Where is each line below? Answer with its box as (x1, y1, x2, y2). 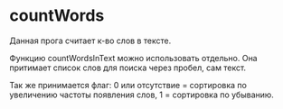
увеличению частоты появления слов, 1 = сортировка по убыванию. (9, 89, 274, 100)
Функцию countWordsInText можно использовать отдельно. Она (9, 52, 258, 63)
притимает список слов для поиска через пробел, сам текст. (9, 62, 247, 73)
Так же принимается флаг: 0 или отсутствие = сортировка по (9, 79, 247, 90)
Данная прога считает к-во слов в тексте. (9, 35, 172, 46)
